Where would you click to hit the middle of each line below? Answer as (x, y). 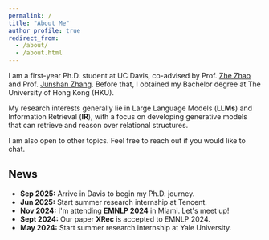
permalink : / (30, 16)
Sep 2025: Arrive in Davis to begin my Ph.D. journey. (107, 194)
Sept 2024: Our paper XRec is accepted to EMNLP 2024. (115, 219)
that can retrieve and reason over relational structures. (98, 125)
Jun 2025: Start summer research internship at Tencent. (113, 202)
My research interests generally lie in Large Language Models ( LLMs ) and (130, 108)
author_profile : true (45, 30)
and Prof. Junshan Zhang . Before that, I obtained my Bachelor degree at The (134, 84)
